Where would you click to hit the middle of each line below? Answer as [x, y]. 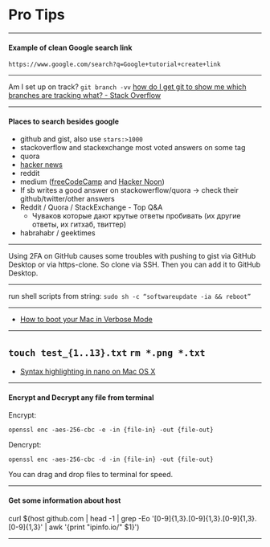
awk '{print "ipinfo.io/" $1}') [94, 527]
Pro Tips [37, 15]
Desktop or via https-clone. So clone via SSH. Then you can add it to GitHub [135, 265]
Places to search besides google [63, 121]
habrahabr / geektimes [57, 233]
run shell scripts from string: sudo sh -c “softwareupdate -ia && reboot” [130, 296]
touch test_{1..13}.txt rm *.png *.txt [107, 353]
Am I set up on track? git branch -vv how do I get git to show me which [127, 87]
